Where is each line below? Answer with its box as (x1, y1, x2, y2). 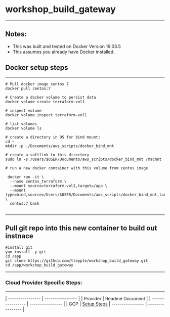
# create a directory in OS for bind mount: (5, 134, 101, 140)
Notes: (5, 30, 27, 38)
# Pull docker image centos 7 (5, 81, 69, 86)
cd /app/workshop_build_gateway (5, 263, 73, 268)
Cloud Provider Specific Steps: (5, 279, 82, 286)
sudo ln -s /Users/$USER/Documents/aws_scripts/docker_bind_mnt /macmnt (5, 157, 162, 162)
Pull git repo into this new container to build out (5, 223, 157, 232)
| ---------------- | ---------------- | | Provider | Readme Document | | (5, 295, 151, 301)
